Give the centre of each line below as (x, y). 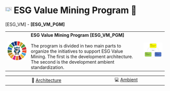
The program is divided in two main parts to (76, 45)
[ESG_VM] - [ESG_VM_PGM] (35, 24)
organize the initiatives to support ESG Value (77, 51)
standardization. (48, 67)
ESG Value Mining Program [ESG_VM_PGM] (77, 35)
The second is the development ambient (73, 62)
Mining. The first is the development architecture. (82, 56)
